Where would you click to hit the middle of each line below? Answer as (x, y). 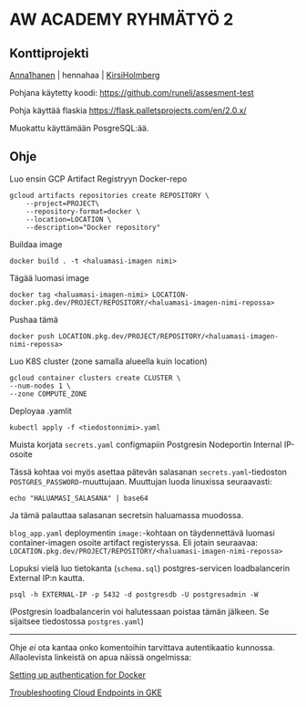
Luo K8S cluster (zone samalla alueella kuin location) (108, 361)
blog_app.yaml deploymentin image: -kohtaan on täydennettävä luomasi (143, 533)
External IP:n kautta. (47, 577)
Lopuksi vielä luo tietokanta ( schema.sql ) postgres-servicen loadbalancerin (149, 568)
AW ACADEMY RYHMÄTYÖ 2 (122, 20)
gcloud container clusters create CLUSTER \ (95, 378)
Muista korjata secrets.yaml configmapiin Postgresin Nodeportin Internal (146, 444)
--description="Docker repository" (93, 227)
